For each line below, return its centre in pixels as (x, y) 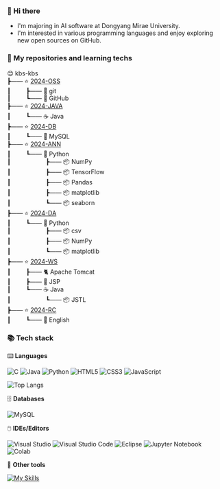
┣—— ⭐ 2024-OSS (34, 81)
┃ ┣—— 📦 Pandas (50, 182)
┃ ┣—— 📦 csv (45, 230)
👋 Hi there (24, 11)
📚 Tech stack (30, 337)
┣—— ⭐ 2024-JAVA (35, 106)
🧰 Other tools (26, 464)
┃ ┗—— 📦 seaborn (51, 202)
